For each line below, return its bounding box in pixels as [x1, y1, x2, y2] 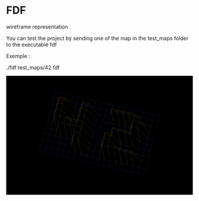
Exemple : [6, 52, 31, 59]
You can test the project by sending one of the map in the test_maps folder [6, 34, 188, 42]
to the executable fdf [6, 41, 57, 48]
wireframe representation [6, 23, 68, 30]
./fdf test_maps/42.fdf [6, 63, 60, 71]
